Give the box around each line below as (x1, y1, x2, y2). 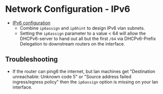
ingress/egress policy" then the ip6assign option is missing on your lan (12, 79, 159, 85)
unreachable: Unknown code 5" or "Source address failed (12, 73, 132, 80)
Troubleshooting (5, 55, 58, 64)
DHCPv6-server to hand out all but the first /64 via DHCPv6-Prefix (19, 36, 156, 42)
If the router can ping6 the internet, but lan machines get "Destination (12, 68, 156, 74)
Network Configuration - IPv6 (5, 3, 131, 15)
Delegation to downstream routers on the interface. (19, 41, 126, 47)
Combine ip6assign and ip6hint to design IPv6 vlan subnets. (19, 25, 146, 31)
